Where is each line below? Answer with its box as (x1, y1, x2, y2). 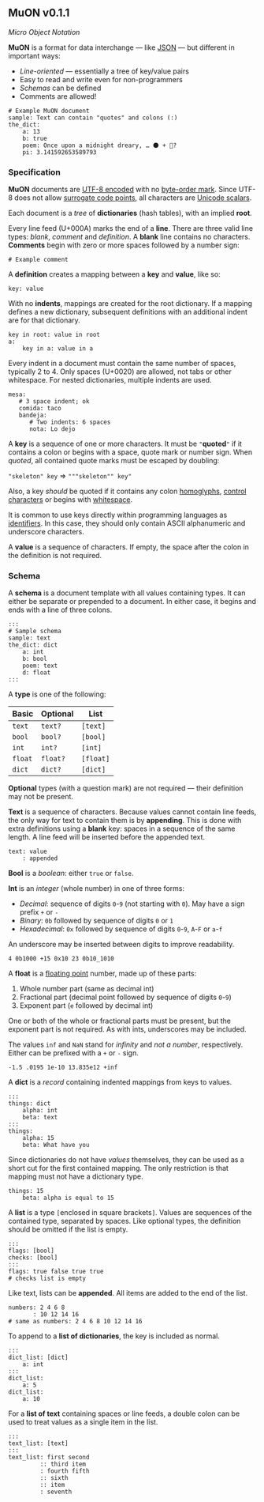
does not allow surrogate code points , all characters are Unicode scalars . (14, 193, 252, 202)
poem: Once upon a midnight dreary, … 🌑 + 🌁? (22, 142, 177, 149)
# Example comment (8, 256, 69, 264)
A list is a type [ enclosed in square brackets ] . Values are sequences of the (8, 1208, 252, 1217)
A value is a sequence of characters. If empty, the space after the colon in (8, 542, 250, 552)
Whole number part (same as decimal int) (19, 984, 154, 994)
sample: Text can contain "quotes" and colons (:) (8, 114, 178, 122)
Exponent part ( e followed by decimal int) (19, 1001, 154, 1010)
